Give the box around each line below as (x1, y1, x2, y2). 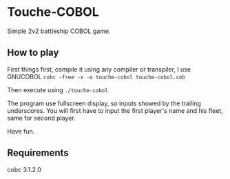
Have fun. (7, 127, 35, 135)
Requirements (7, 147, 69, 159)
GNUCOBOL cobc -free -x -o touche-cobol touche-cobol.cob (7, 72, 186, 81)
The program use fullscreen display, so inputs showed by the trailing (7, 99, 201, 107)
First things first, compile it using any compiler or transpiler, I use (7, 65, 191, 73)
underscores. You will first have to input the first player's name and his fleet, (7, 106, 224, 114)
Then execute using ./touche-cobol (7, 85, 108, 94)
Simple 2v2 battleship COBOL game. (7, 27, 111, 35)
